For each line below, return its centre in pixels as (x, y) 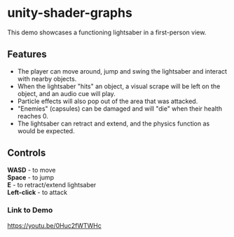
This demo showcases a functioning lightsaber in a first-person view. (107, 32)
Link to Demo (30, 210)
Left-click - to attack (37, 192)
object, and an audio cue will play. (66, 93)
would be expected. (46, 130)
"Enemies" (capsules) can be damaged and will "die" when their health (120, 108)
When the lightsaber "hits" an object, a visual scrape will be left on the (119, 86)
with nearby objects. (47, 79)
